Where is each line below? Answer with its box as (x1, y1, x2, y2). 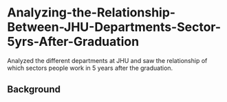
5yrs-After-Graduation (7, 34, 140, 49)
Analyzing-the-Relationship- (7, 5, 176, 21)
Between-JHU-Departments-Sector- (7, 19, 221, 35)
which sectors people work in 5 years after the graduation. (7, 64, 173, 72)
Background (7, 84, 61, 95)
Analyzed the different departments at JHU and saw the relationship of (7, 56, 208, 64)
